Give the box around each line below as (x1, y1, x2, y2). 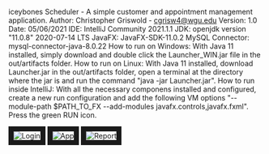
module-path (8, 101, 52, 111)
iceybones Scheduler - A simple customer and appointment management (8, 7, 253, 16)
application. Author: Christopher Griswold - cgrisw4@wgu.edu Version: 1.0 (8, 15, 258, 25)
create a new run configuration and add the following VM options (8, 93, 226, 102)
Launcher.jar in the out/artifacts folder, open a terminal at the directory (8, 67, 244, 76)
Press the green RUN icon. (8, 110, 97, 120)
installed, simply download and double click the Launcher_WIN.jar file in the (8, 50, 261, 59)
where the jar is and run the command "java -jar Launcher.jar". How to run (8, 76, 255, 85)
